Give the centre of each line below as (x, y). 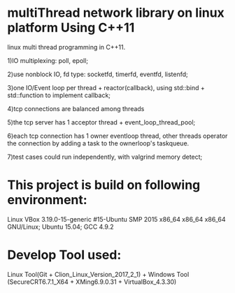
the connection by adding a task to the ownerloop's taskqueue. (98, 143)
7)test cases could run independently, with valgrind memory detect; (105, 157)
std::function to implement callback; (59, 95)
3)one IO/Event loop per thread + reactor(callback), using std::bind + (106, 87)
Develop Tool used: (64, 255)
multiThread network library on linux (116, 13)
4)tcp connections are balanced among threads (76, 108)
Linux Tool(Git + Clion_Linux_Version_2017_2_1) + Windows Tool (98, 274)
